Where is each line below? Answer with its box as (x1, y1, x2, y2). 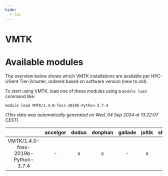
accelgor (44, 128, 66, 135)
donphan (91, 128, 113, 135)
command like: (5, 93, 35, 99)
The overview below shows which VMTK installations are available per (5, 73, 150, 79)
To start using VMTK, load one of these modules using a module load (5, 88, 147, 94)
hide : (5, 7, 16, 12)
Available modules (5, 56, 83, 67)
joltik (140, 128, 153, 135)
